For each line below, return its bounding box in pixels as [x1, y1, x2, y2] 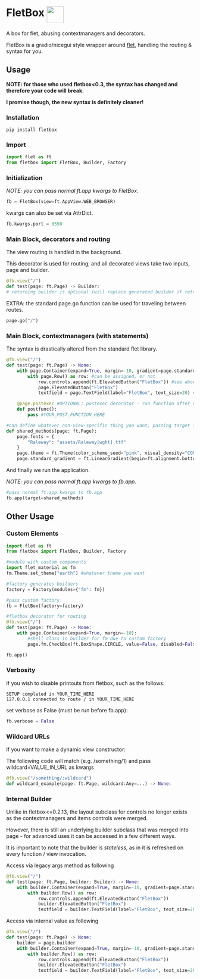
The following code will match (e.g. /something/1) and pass [6, 758, 151, 765]
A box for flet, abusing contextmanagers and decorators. [6, 30, 146, 37]
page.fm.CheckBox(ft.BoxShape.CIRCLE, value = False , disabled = [27, 641, 185, 647]
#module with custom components [6, 559, 86, 565]
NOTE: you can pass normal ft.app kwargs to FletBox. [6, 187, 139, 195]
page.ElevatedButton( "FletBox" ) [37, 384, 118, 390]
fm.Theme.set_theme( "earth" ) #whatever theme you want [6, 570, 145, 577]
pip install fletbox [6, 127, 58, 133]
